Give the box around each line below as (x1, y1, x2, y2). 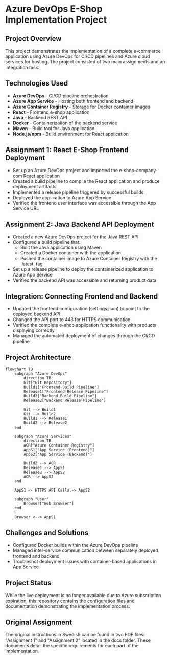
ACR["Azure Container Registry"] (23, 443, 95, 448)
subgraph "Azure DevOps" (14, 371, 67, 376)
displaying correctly (12, 327, 55, 333)
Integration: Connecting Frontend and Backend (5, 292, 158, 301)
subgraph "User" (14, 497, 50, 502)
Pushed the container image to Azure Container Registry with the (20, 256, 157, 262)
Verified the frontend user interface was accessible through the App (12, 200, 156, 206)
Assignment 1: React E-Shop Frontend (5, 145, 129, 154)
